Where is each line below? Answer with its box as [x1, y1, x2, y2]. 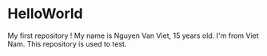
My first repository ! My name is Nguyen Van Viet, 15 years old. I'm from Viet [7, 31, 259, 40]
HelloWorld [7, 5, 83, 23]
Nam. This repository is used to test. [7, 39, 127, 48]
